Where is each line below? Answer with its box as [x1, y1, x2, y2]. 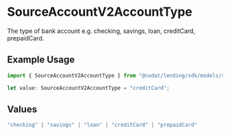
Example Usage [7, 54, 75, 66]
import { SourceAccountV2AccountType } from [7, 72, 136, 79]
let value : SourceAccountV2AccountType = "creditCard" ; [7, 84, 170, 91]
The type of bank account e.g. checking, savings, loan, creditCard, [7, 27, 196, 35]
